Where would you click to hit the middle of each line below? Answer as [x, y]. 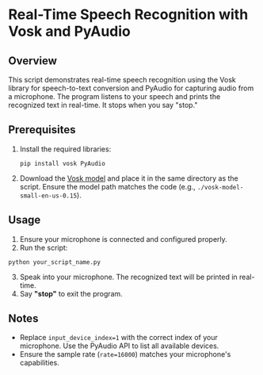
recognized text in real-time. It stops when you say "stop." [103, 105]
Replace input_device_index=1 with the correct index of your [118, 338]
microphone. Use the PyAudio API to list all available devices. [119, 346]
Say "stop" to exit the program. [71, 293]
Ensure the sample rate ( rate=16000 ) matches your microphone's [125, 354]
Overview [33, 61]
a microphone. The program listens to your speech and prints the [114, 96]
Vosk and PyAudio [69, 31]
